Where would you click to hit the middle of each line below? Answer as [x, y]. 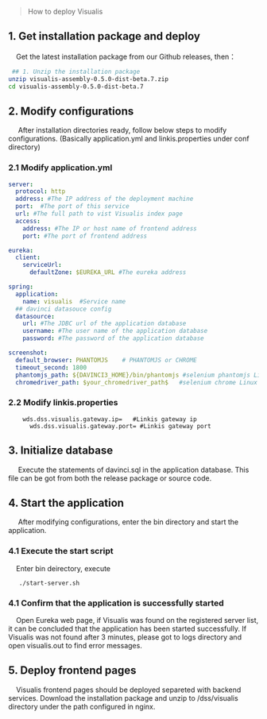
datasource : [35, 316]
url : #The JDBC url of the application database [104, 324]
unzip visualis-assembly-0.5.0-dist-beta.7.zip [89, 79]
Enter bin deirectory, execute [63, 568]
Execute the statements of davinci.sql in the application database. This [133, 470]
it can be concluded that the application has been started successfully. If [128, 628]
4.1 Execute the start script [61, 551]
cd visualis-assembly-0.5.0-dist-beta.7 [76, 87]
